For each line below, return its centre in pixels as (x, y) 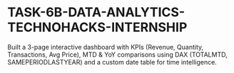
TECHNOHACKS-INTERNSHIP (97, 27)
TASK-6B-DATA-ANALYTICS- (96, 12)
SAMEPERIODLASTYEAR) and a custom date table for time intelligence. (112, 62)
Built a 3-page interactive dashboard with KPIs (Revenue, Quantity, (106, 47)
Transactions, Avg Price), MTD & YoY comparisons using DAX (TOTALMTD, (117, 55)
